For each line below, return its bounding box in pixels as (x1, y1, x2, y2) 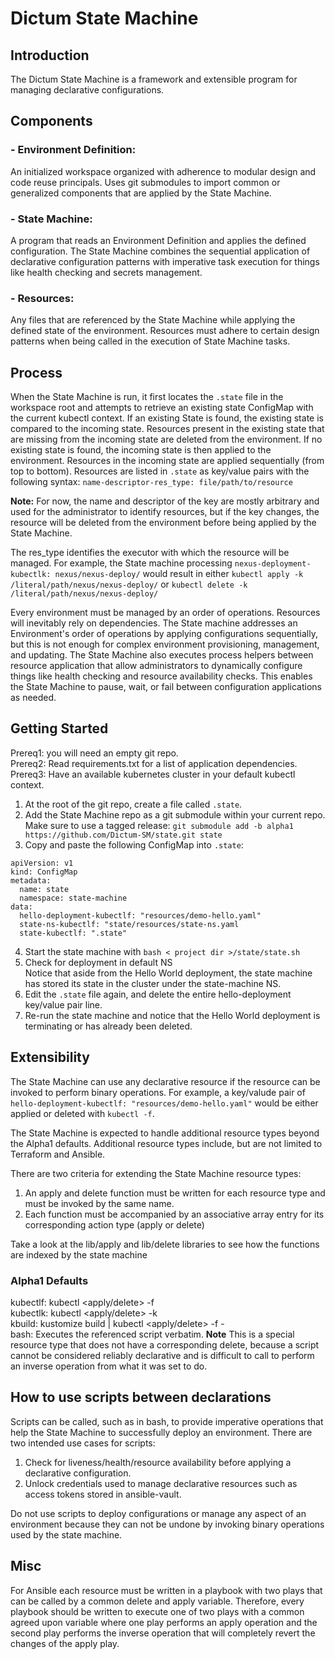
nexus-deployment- (234, 559, 312, 569)
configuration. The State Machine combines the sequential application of (10, 245, 311, 257)
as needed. (10, 692, 57, 704)
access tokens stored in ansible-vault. (24, 1488, 182, 1500)
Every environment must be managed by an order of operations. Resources (10, 607, 321, 619)
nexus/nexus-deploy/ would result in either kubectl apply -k (54, 568, 304, 580)
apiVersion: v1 (10, 858, 74, 868)
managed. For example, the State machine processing (10, 557, 233, 569)
